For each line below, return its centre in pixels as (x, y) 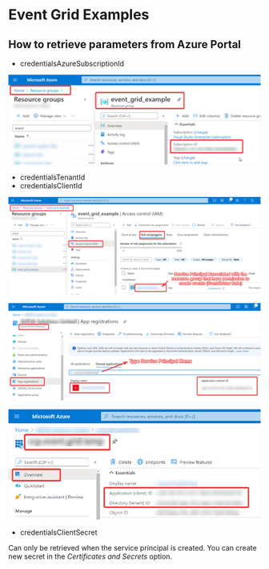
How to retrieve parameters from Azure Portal (125, 44)
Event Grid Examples (79, 15)
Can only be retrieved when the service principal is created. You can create (133, 547)
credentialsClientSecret (58, 532)
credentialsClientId (51, 186)
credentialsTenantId (52, 177)
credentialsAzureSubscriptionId (72, 63)
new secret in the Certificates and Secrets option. (90, 556)
